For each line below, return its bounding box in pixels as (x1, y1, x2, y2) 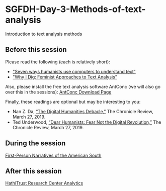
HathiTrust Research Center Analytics (5, 180, 84, 186)
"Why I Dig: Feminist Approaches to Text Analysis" (12, 74, 117, 80)
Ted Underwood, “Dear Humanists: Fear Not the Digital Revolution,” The (12, 119, 161, 125)
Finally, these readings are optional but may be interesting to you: (5, 99, 141, 105)
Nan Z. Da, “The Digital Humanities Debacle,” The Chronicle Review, (12, 108, 153, 114)
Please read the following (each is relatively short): (5, 59, 111, 65)
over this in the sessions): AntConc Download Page (5, 89, 112, 95)
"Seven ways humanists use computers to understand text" (12, 68, 136, 74)
